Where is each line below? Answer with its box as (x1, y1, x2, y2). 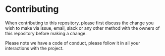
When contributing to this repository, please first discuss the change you (5, 20, 154, 26)
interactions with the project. (5, 45, 64, 51)
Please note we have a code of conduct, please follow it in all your (5, 40, 140, 46)
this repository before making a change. (5, 30, 87, 36)
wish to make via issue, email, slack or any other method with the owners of (5, 25, 160, 31)
